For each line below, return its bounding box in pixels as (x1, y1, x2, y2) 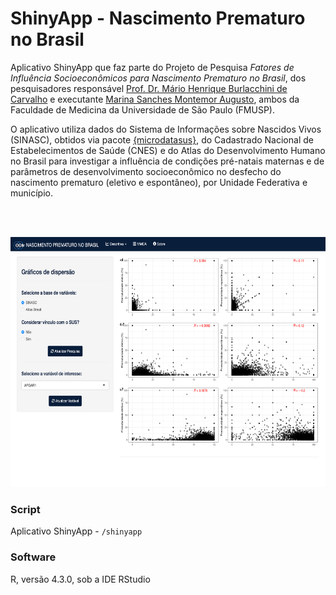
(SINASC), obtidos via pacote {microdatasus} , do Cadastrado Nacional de (10, 133, 314, 146)
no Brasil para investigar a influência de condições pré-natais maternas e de (10, 155, 325, 167)
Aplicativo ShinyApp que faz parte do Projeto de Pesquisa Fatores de (10, 61, 295, 73)
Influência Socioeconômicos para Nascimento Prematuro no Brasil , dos (10, 72, 307, 84)
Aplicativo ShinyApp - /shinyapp (10, 525, 143, 537)
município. (10, 187, 53, 199)
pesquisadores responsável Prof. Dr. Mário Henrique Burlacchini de (10, 82, 288, 94)
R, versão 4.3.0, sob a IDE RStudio (10, 573, 151, 585)
